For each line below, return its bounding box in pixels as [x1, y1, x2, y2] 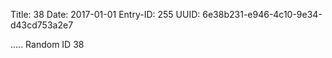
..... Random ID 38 [10, 39, 85, 50]
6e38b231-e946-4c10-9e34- [202, 9, 323, 20]
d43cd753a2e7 [10, 19, 74, 31]
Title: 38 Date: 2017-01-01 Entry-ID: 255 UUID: [10, 9, 201, 20]
